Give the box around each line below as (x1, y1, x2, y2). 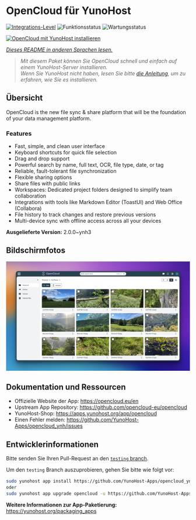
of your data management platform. (6, 115, 92, 122)
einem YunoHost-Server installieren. (20, 63, 108, 71)
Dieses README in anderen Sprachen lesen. (6, 46, 113, 53)
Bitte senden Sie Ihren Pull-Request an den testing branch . (6, 455, 149, 462)
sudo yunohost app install (6, 478, 72, 484)
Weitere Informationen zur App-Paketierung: (6, 501, 117, 508)
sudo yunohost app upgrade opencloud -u (6, 490, 106, 497)
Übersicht (6, 93, 43, 103)
